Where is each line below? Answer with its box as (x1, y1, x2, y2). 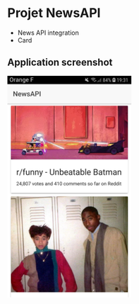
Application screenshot (7, 57, 113, 69)
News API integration (17, 28, 79, 37)
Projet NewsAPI (7, 5, 101, 21)
